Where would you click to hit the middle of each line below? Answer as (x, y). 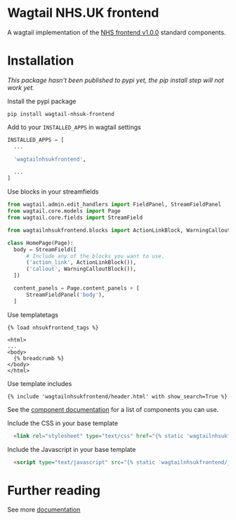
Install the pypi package (42, 101)
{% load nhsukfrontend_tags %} (53, 328)
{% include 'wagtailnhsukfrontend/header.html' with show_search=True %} (118, 396)
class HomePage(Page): (40, 243)
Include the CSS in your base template (63, 423)
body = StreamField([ (45, 249)
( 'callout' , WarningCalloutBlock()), (81, 269)
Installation (41, 61)
